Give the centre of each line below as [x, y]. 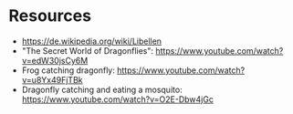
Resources [50, 16]
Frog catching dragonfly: [68, 70]
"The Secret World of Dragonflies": [88, 50]
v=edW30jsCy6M [55, 60]
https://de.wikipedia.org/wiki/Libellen [91, 41]
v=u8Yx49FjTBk [52, 79]
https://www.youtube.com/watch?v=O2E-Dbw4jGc [117, 99]
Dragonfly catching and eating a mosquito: [102, 89]
